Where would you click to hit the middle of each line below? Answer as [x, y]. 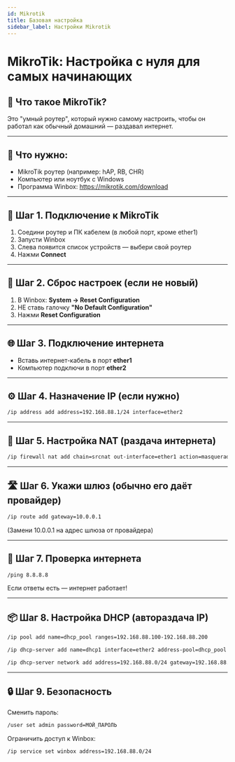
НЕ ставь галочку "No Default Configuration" [85, 307]
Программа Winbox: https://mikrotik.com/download [93, 187]
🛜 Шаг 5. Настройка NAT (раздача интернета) [112, 441]
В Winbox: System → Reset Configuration [78, 300]
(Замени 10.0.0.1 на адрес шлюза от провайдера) [80, 530]
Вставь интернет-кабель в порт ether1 [74, 360]
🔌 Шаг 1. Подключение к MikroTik [83, 215]
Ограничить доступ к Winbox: [51, 738]
